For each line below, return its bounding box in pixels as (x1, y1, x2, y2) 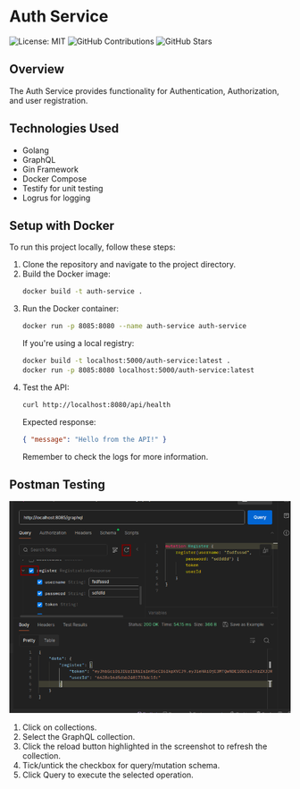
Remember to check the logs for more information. (21, 451, 209, 462)
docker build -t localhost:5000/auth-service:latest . (21, 356, 231, 366)
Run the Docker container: (21, 303, 119, 314)
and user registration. (9, 95, 88, 106)
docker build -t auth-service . (21, 287, 143, 296)
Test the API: (21, 382, 70, 393)
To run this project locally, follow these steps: (9, 242, 176, 252)
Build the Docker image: (21, 268, 112, 279)
